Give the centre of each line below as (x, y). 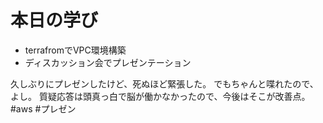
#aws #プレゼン (43, 108)
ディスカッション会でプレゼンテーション (108, 62)
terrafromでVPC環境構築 (75, 50)
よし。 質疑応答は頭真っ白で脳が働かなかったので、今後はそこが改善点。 (160, 96)
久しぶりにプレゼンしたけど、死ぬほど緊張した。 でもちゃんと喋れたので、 (164, 83)
